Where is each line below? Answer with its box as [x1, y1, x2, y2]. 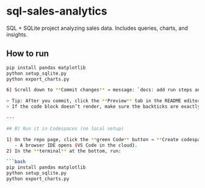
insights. [6, 30, 28, 38]
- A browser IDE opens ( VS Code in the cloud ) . [14, 142, 138, 148]
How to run [6, 49, 49, 59]
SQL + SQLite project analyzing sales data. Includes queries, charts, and [6, 24, 188, 32]
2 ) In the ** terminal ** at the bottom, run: [6, 148, 121, 154]
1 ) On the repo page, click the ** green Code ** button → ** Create [6, 136, 179, 142]
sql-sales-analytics [6, 4, 108, 18]
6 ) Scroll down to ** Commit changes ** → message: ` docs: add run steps [6, 87, 192, 93]
